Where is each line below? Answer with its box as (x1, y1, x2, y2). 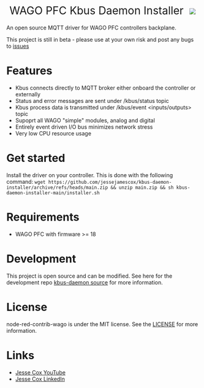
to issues (6, 42, 29, 50)
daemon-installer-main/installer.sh (6, 189, 100, 196)
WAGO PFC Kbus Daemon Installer (9, 4, 184, 18)
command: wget (6, 178, 46, 185)
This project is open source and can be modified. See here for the (6, 272, 173, 280)
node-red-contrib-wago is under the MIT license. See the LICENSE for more (6, 320, 198, 328)
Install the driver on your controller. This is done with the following (6, 171, 173, 178)
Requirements (6, 210, 80, 224)
